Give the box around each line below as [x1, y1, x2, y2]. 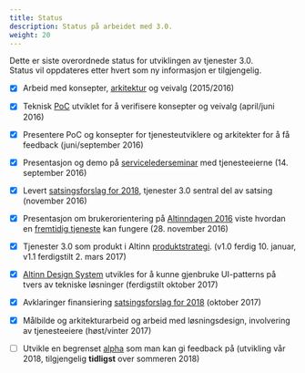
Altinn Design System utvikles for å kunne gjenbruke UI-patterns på [22, 268, 277, 279]
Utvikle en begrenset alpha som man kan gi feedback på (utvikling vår [22, 343, 286, 354]
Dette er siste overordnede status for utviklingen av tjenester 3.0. [9, 56, 253, 67]
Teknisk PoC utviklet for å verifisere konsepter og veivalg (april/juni [22, 101, 275, 112]
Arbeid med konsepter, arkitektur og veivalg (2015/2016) [22, 83, 235, 94]
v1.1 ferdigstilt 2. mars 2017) [22, 251, 127, 262]
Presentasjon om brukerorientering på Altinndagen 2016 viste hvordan [22, 212, 287, 223]
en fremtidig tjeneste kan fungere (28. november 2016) [22, 223, 229, 233]
